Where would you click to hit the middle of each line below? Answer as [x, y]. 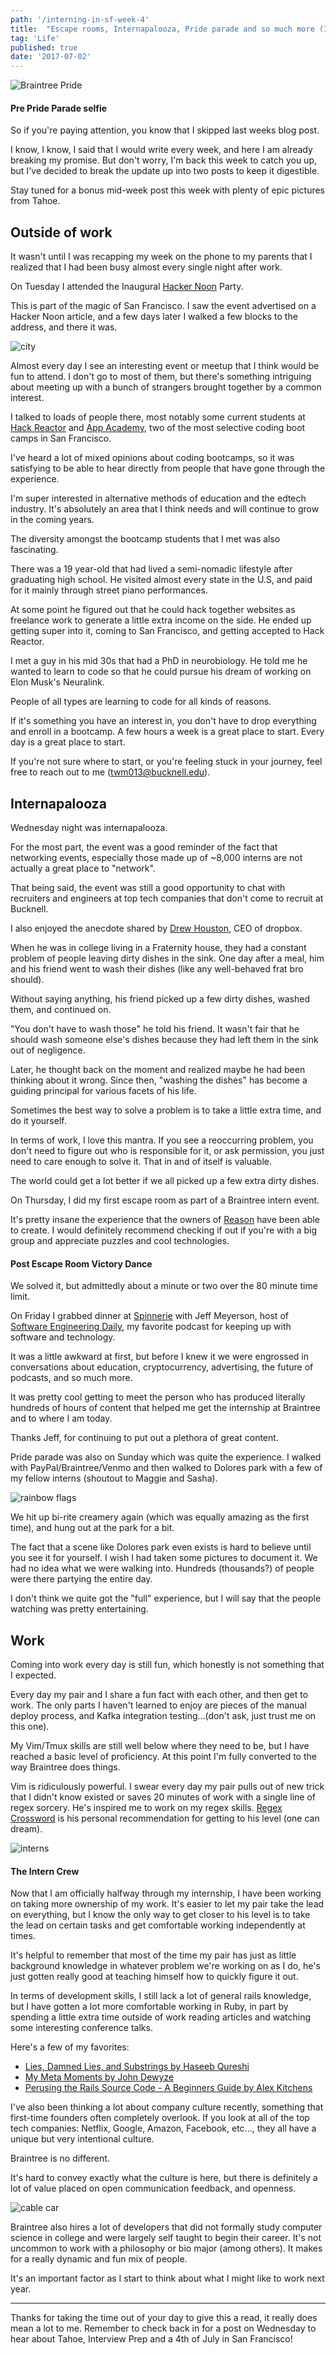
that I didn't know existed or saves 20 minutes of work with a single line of [163, 1797]
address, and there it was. [64, 327]
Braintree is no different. [60, 2158]
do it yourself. [38, 1120]
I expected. [33, 1675]
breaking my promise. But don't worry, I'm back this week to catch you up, [163, 160]
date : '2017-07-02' [51, 57]
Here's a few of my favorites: [70, 2047]
